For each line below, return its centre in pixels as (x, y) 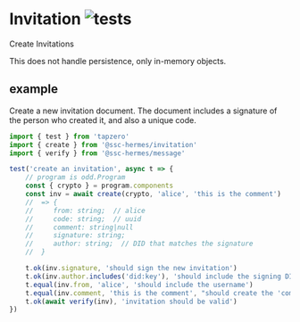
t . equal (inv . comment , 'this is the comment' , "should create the (150, 293)
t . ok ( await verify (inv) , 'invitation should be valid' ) (132, 301)
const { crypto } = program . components (100, 186)
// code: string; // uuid (83, 219)
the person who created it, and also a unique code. (103, 120)
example (34, 89)
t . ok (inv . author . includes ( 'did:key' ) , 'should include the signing (153, 277)
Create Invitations (42, 44)
